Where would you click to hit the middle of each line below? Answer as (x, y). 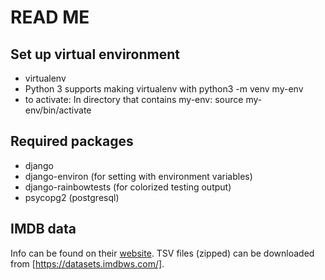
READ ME (50, 17)
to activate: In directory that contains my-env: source (134, 99)
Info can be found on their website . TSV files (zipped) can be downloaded (162, 253)
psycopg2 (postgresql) (72, 197)
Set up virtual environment (95, 54)
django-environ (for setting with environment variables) (138, 176)
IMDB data (43, 229)
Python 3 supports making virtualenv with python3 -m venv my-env (164, 89)
